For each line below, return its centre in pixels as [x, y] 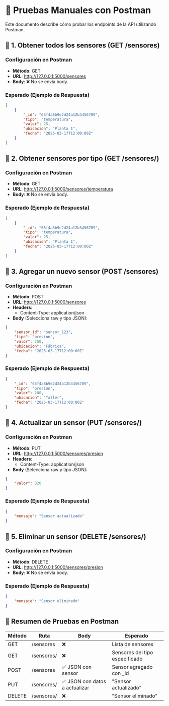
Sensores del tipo [133, 652]
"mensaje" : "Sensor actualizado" [49, 516]
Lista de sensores [133, 644]
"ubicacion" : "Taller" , [39, 398]
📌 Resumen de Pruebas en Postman [62, 622]
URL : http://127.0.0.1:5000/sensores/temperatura [63, 189]
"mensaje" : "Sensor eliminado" [47, 601]
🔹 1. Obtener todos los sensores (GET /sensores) [82, 46]
